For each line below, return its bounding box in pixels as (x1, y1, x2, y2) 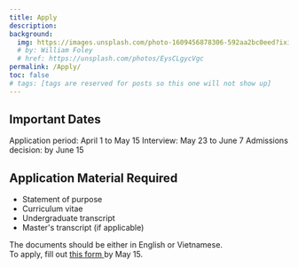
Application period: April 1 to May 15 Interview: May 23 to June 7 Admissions (9, 135, 288, 146)
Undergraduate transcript (21, 213, 115, 224)
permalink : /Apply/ (9, 63, 82, 72)
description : (9, 21, 58, 30)
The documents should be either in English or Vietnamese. (9, 240, 223, 250)
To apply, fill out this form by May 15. (9, 249, 144, 260)
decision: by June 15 (9, 145, 84, 155)
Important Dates (9, 112, 101, 127)
